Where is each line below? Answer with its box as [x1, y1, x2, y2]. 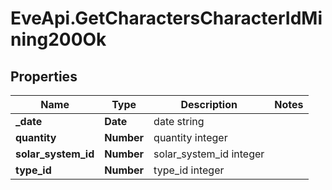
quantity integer [153, 131, 228, 144]
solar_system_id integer [153, 147, 265, 161]
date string [153, 115, 205, 128]
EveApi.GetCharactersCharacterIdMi [10, 7, 323, 30]
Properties [10, 68, 78, 85]
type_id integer [153, 163, 225, 177]
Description [180, 98, 238, 111]
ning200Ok [10, 28, 107, 51]
